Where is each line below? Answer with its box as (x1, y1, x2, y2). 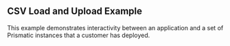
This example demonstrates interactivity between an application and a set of (7, 23, 224, 32)
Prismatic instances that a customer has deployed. (7, 31, 150, 39)
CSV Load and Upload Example (7, 5, 143, 17)
